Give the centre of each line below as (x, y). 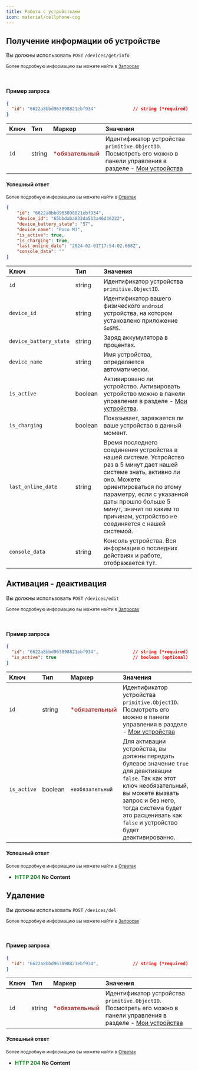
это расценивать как (153, 815)
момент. (115, 433)
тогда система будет (153, 807)
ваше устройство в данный (142, 426)
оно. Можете (122, 479)
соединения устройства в (141, 450)
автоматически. (126, 369)
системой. (118, 531)
